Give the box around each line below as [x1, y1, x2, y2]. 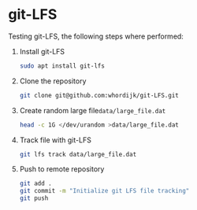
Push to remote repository [19, 164, 105, 174]
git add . [19, 179, 53, 188]
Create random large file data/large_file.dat [19, 105, 166, 115]
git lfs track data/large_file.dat [19, 150, 137, 158]
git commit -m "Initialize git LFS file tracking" [19, 187, 190, 195]
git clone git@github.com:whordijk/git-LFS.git [19, 91, 179, 99]
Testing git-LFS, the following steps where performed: [8, 31, 184, 41]
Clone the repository [19, 76, 87, 86]
